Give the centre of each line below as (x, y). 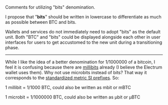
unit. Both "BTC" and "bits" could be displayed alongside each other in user (83, 37)
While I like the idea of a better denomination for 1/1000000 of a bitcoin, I (80, 62)
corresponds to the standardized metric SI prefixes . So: (62, 78)
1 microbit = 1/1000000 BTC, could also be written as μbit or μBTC (73, 97)
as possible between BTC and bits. (41, 22)
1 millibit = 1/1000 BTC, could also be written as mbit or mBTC (68, 87)
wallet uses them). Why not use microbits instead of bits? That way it (76, 72)
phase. (12, 48)
